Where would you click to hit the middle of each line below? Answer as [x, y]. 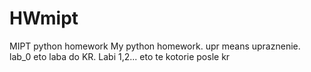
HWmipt [44, 18]
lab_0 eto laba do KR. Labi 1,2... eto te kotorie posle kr [120, 56]
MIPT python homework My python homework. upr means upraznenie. [155, 46]
